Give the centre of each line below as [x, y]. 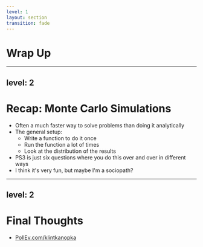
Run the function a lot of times [62, 144]
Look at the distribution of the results [70, 151]
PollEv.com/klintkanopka [46, 237]
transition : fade [28, 23]
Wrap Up [29, 53]
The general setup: [38, 132]
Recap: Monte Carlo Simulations [89, 108]
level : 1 [17, 12]
